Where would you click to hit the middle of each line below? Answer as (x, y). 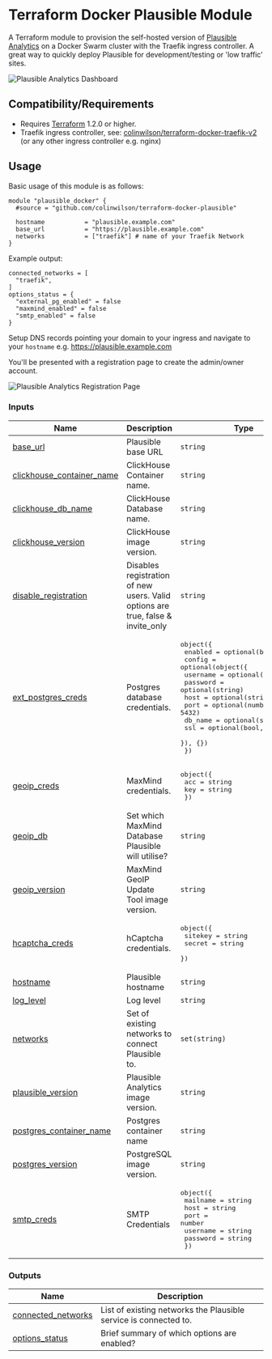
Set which (145, 815)
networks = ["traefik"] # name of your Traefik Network (130, 236)
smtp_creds (35, 1219)
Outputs (25, 1275)
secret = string (214, 943)
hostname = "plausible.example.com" (96, 222)
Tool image (147, 899)
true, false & (149, 615)
